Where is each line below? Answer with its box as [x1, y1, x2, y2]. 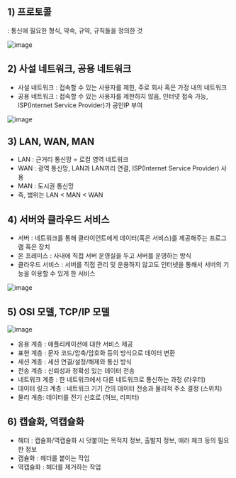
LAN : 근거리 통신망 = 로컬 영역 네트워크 [17, 155, 129, 164]
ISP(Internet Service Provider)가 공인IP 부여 [17, 101, 143, 109]
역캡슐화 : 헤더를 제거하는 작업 [17, 462, 101, 471]
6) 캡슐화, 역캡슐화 [7, 415, 85, 428]
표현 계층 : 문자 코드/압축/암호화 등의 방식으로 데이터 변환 [17, 349, 176, 357]
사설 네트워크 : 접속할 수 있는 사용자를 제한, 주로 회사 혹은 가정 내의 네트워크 [17, 83, 227, 92]
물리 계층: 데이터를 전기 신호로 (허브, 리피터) [17, 393, 140, 402]
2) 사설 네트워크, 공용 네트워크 [7, 63, 132, 75]
